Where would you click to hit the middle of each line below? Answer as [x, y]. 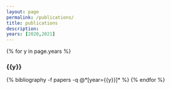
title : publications [32, 23]
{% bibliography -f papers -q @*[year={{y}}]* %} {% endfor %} [86, 80]
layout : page [23, 12]
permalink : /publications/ [40, 17]
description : [23, 29]
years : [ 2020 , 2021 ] [31, 34]
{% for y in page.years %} [39, 51]
